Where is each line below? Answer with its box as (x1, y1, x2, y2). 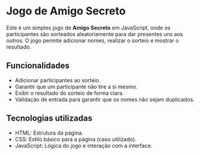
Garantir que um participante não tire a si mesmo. (14, 83, 138, 90)
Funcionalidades (6, 61, 70, 71)
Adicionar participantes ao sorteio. (14, 76, 101, 84)
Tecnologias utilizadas (6, 113, 92, 124)
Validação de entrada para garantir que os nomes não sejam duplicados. (14, 96, 195, 103)
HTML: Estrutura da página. (14, 129, 83, 136)
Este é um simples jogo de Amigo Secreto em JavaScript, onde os (6, 24, 171, 31)
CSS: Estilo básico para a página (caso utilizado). (14, 135, 137, 142)
